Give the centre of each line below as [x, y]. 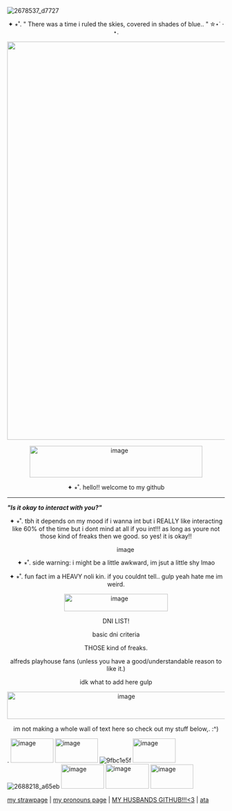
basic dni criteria [116, 634]
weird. [116, 584]
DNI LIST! [116, 621]
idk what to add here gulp [116, 682]
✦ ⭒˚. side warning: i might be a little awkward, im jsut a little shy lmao [116, 562]
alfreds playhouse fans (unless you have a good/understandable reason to [116, 661]
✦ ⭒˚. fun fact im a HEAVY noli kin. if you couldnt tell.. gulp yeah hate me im [116, 576]
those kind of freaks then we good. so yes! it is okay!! [116, 536]
